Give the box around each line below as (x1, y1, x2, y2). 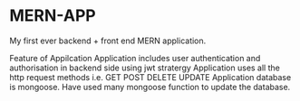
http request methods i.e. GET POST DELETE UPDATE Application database (9, 71, 292, 82)
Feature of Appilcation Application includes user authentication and (9, 52, 261, 63)
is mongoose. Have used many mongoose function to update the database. (9, 81, 291, 92)
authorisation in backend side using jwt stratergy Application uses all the (9, 62, 281, 73)
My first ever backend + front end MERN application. (9, 35, 207, 46)
